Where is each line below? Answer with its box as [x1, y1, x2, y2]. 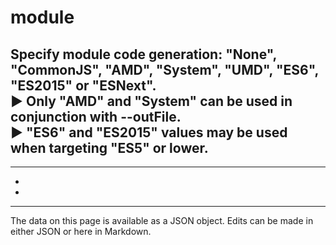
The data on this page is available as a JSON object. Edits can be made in [10, 215, 314, 226]
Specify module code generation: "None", [10, 46, 277, 63]
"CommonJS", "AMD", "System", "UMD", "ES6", [10, 61, 319, 78]
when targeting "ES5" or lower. [10, 139, 209, 156]
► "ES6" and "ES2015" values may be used [10, 124, 288, 141]
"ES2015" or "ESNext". [10, 77, 157, 94]
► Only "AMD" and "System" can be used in [10, 92, 293, 110]
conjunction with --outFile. [10, 108, 182, 125]
